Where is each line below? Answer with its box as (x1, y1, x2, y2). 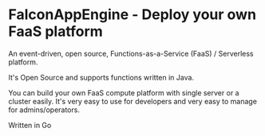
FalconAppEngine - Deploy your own (8, 6, 257, 24)
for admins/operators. (8, 105, 80, 115)
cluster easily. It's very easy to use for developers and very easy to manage (8, 96, 258, 106)
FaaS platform (8, 22, 104, 41)
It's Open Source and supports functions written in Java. (8, 72, 194, 82)
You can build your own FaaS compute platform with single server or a (8, 87, 239, 97)
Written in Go (8, 120, 52, 130)
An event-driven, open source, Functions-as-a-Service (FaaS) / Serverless (8, 49, 254, 58)
